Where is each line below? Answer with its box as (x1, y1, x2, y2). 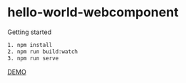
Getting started (7, 28, 52, 36)
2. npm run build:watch (7, 48, 78, 55)
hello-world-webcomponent (7, 4, 179, 21)
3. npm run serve (7, 55, 59, 62)
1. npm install (7, 41, 53, 48)
